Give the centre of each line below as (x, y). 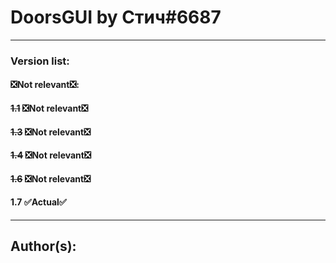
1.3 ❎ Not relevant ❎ (51, 132)
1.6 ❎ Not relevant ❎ (51, 178)
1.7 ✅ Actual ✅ (38, 202)
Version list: (40, 61)
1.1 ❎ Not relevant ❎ (49, 108)
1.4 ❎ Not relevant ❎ (51, 155)
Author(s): (43, 246)
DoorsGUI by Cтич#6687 (116, 17)
